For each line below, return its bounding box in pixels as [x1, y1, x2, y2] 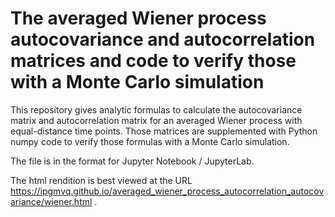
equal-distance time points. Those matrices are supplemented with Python [10, 125, 318, 137]
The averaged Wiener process [10, 7, 267, 30]
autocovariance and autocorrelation [10, 28, 316, 51]
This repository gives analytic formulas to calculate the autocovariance [10, 103, 303, 116]
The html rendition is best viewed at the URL [10, 174, 193, 186]
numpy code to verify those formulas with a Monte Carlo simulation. [10, 135, 290, 147]
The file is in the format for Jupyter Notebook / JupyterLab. [10, 155, 255, 167]
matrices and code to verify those [10, 50, 297, 72]
